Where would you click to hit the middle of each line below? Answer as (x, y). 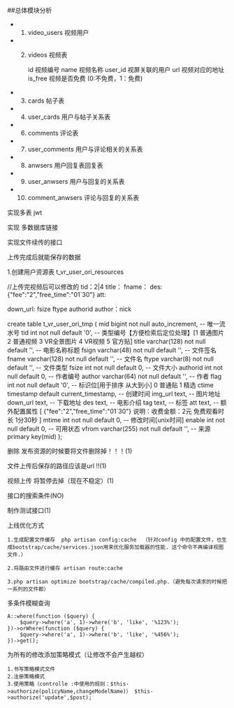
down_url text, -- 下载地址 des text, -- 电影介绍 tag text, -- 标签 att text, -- (113, 403)
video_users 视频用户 (58, 32)
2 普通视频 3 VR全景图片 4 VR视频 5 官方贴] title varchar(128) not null (107, 341)
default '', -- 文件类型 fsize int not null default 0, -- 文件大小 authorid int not (115, 368)
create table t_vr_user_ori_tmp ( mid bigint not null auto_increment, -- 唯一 (114, 324)
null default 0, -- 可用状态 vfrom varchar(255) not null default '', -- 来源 (109, 429)
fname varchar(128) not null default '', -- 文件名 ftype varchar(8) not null (111, 359)
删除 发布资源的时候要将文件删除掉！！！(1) (70, 451)
